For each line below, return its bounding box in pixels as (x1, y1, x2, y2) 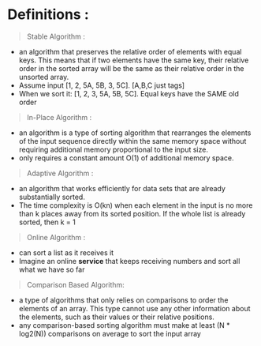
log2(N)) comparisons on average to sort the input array (18, 329, 202, 338)
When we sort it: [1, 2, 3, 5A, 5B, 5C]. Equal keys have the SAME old (18, 88, 240, 98)
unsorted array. (18, 72, 69, 81)
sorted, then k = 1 (18, 217, 76, 227)
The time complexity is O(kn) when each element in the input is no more (18, 200, 253, 210)
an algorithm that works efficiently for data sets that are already (18, 183, 226, 193)
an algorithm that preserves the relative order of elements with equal (18, 47, 242, 56)
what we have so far (18, 265, 85, 274)
